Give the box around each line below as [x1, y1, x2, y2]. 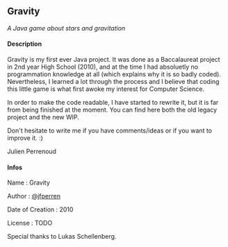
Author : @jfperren [7, 192, 61, 201]
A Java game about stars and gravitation [7, 24, 126, 32]
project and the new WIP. [7, 113, 80, 121]
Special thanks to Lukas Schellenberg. [7, 232, 117, 241]
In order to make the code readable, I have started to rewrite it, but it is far [7, 99, 219, 107]
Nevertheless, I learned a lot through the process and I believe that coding [7, 78, 220, 86]
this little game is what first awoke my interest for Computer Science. [7, 85, 205, 93]
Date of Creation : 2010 [7, 205, 74, 214]
